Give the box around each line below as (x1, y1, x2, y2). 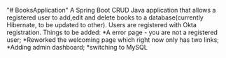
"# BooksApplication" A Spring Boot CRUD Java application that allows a (6, 6, 216, 14)
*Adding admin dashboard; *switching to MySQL (6, 43, 148, 51)
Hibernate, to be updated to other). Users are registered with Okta (6, 21, 197, 29)
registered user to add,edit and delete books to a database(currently (6, 13, 204, 22)
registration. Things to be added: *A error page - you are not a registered (6, 28, 218, 36)
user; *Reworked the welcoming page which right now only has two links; (6, 36, 220, 44)
